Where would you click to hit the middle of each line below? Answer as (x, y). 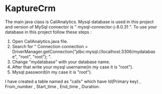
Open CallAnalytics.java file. (40, 41)
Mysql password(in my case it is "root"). (52, 72)
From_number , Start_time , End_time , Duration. (52, 86)
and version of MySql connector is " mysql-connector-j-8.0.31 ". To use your (81, 27)
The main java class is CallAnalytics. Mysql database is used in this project (79, 22)
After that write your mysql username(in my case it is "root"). (73, 67)
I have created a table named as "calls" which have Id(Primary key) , (73, 81)
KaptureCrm (30, 8)
